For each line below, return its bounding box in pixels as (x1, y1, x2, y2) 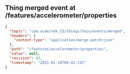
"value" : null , (9, 51, 41, 56)
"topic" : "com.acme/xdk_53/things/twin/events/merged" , (9, 29, 126, 33)
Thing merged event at (5, 4, 76, 12)
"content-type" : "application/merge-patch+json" (14, 38, 115, 43)
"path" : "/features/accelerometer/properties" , (9, 47, 108, 52)
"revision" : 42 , (9, 56, 43, 60)
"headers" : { (9, 33, 36, 38)
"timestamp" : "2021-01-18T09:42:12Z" (9, 60, 87, 65)
